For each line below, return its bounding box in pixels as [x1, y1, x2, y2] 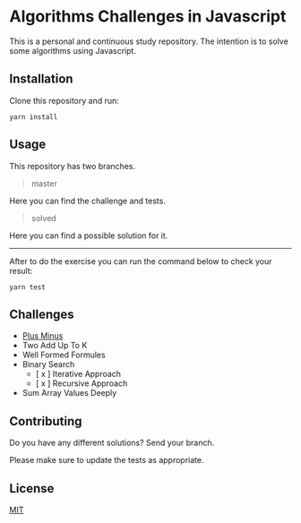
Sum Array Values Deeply [21, 388, 117, 399]
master [30, 177, 58, 189]
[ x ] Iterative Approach [35, 369, 122, 380]
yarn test [9, 282, 47, 292]
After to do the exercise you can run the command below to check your [9, 255, 272, 266]
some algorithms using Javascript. [9, 45, 137, 56]
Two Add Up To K [21, 340, 88, 351]
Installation [9, 72, 73, 87]
